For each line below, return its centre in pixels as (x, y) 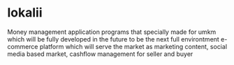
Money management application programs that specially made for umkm (112, 32)
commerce (23, 46)
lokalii (25, 13)
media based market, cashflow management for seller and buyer (100, 54)
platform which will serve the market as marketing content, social (133, 46)
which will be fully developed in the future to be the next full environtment (114, 39)
